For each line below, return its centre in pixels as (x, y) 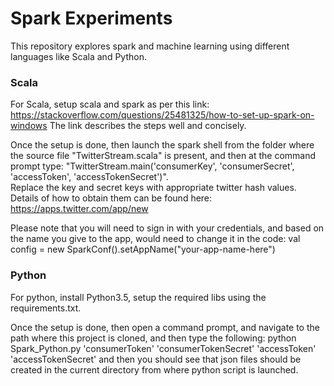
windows (29, 126)
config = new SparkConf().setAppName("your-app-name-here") (143, 249)
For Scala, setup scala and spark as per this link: (110, 104)
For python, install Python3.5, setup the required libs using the (138, 297)
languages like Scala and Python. (78, 56)
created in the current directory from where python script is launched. (154, 369)
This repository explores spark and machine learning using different (150, 46)
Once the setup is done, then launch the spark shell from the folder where (162, 145)
